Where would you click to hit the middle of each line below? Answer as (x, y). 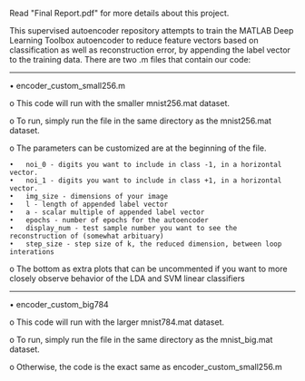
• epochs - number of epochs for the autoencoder (109, 220)
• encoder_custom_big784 (59, 304)
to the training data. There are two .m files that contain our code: (130, 59)
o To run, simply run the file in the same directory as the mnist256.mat (141, 121)
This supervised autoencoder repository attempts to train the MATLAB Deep (152, 30)
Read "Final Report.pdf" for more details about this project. (119, 13)
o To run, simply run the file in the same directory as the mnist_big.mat (141, 340)
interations (32, 252)
